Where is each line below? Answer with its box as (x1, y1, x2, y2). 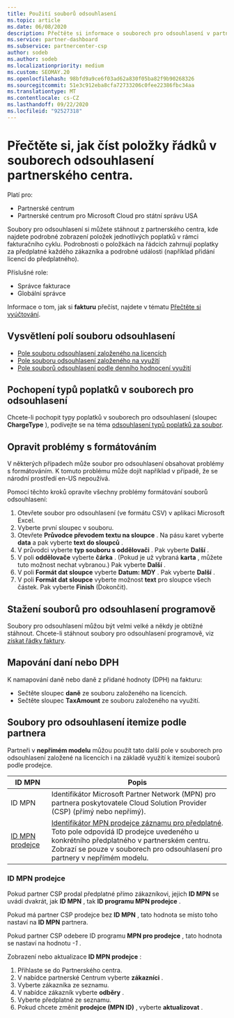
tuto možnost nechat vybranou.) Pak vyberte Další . (17, 561, 166, 569)
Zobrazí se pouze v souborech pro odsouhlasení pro (51, 844, 223, 854)
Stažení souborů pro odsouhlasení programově (7, 603, 216, 615)
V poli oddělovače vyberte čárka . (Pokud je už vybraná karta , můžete (17, 553, 223, 562)
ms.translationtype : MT (7, 88, 77, 95)
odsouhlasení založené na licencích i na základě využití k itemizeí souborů (7, 753, 221, 762)
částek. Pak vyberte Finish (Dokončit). (17, 583, 128, 591)
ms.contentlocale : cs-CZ (7, 95, 79, 102)
